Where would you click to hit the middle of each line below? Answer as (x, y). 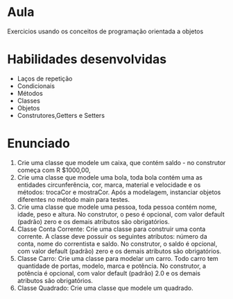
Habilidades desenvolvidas (87, 59)
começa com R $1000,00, (54, 170)
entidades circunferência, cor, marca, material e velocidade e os (109, 185)
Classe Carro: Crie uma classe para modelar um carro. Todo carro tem (118, 258)
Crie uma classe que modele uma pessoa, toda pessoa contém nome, (117, 207)
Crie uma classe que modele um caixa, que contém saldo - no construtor (121, 162)
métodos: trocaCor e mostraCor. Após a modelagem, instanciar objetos (119, 192)
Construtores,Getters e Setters (61, 115)
